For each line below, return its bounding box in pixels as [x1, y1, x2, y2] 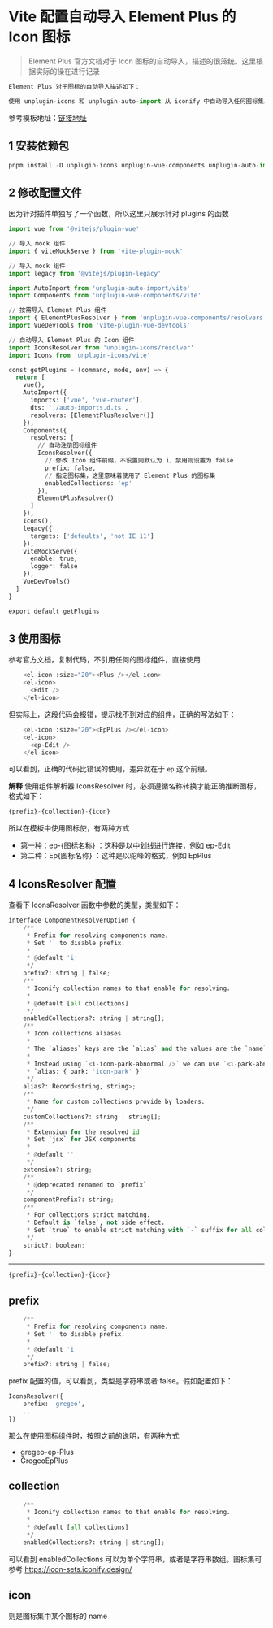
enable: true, [29, 554, 79, 563]
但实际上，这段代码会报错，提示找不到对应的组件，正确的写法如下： [8, 709, 236, 719]
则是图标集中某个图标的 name [8, 1611, 108, 1621]
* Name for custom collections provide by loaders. [26, 1098, 206, 1106]
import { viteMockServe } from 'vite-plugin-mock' [8, 247, 184, 255]
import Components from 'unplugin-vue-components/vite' [8, 292, 201, 300]
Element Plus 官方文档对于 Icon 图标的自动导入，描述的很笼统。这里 [28, 56, 257, 66]
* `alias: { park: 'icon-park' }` [26, 1067, 144, 1075]
